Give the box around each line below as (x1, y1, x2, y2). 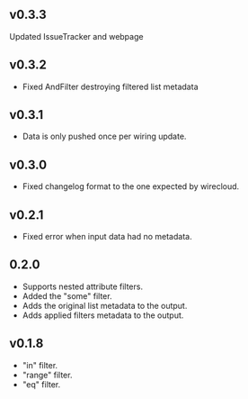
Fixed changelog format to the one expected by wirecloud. (22, 181, 240, 192)
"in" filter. (22, 359, 58, 370)
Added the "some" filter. (22, 290, 112, 301)
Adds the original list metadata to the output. (22, 300, 188, 311)
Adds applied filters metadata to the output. (22, 310, 184, 321)
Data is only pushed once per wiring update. (22, 131, 187, 142)
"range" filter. (22, 369, 73, 380)
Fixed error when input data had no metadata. (22, 231, 192, 242)
